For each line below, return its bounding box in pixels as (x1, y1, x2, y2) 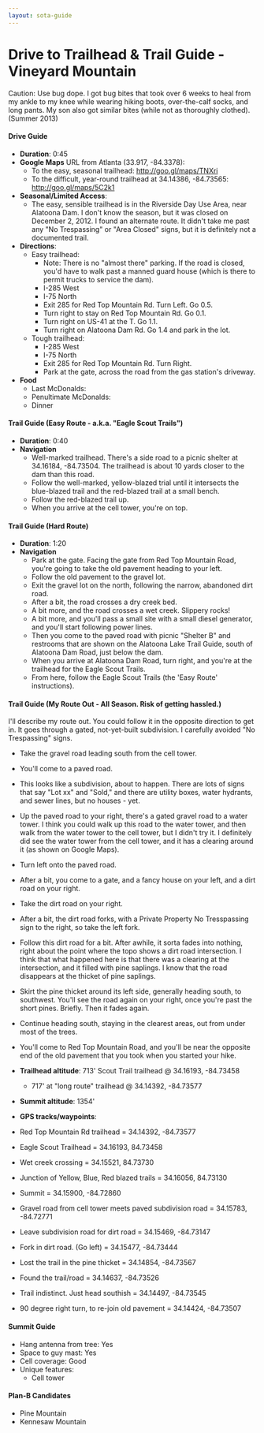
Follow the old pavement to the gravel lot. (31, 573, 166, 582)
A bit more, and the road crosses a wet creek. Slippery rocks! (31, 606, 231, 615)
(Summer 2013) (8, 114, 59, 123)
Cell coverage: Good (19, 1356, 87, 1365)
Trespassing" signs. (8, 733, 73, 743)
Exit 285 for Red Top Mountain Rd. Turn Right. (43, 358, 192, 368)
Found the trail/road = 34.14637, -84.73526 (19, 1273, 160, 1282)
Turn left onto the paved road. (19, 860, 117, 870)
